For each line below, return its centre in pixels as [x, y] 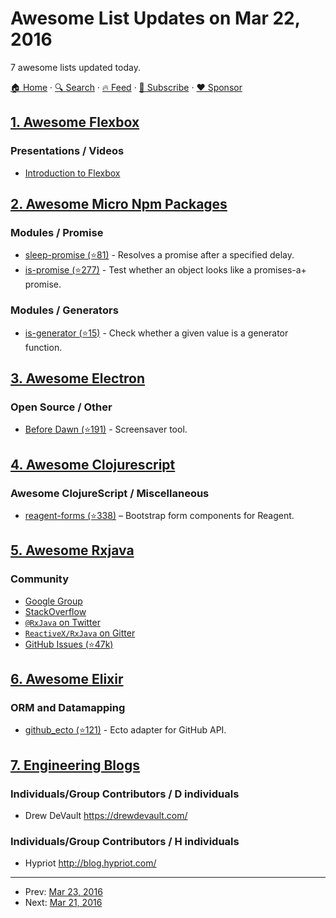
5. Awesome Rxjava [72, 550]
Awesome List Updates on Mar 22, [155, 18]
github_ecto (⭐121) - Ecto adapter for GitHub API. [125, 730]
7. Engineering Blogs [75, 765]
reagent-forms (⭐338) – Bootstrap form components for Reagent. [159, 515]
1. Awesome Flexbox [75, 122]
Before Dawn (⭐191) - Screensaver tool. [106, 429]
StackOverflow [55, 611]
